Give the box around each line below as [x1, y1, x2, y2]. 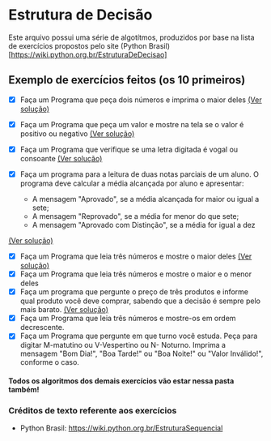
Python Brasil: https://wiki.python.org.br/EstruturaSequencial [19, 423, 223, 433]
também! [8, 384, 40, 394]
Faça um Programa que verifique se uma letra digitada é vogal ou [19, 144, 239, 154]
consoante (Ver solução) [19, 153, 103, 163]
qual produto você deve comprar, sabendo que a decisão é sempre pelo [19, 296, 261, 306]
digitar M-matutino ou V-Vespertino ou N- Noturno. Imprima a [19, 340, 227, 350]
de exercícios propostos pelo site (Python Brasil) [8, 41, 171, 50]
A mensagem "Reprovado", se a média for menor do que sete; [32, 212, 239, 220]
